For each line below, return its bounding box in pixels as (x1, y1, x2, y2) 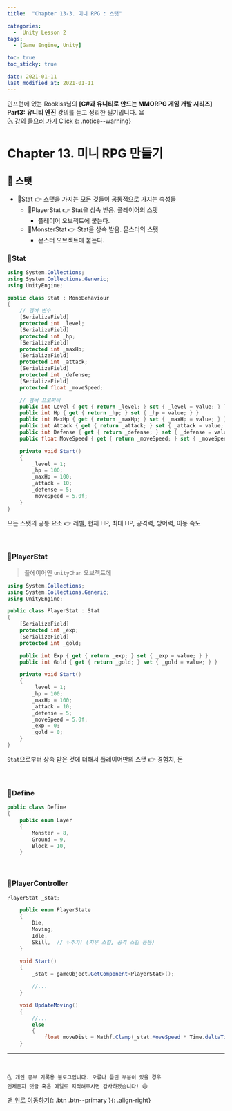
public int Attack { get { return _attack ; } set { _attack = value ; (19, 423, 224, 429)
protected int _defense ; (19, 371, 91, 378)
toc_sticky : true (7, 61, 57, 68)
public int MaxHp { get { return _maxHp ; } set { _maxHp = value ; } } (19, 416, 227, 423)
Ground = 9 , (32, 836, 67, 843)
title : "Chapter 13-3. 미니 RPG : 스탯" (7, 10, 122, 17)
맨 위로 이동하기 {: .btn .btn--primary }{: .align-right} (7, 1096, 151, 1105)
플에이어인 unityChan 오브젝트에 (23, 568, 112, 577)
